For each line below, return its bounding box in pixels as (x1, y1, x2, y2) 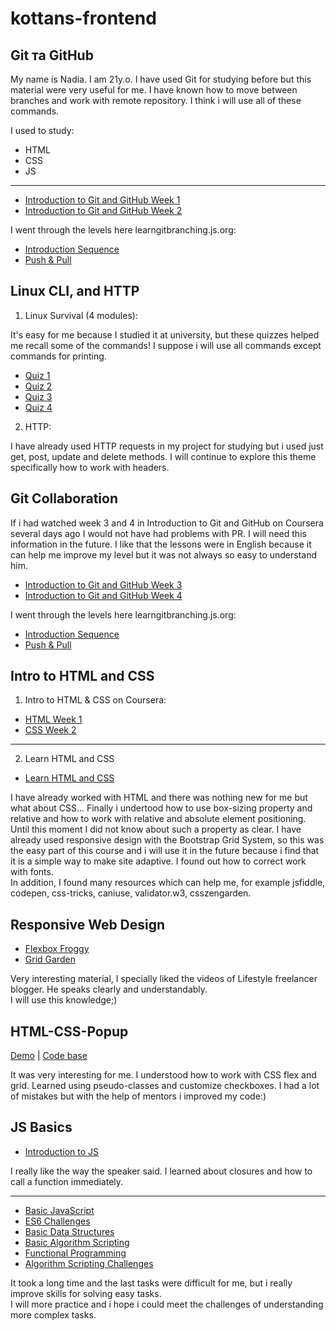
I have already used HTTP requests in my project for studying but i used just (10, 440, 324, 452)
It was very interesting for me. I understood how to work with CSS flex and (10, 1069, 317, 1081)
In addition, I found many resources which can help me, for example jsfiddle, (10, 877, 326, 889)
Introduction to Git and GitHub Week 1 (24, 194, 181, 206)
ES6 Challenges (24, 1215, 91, 1227)
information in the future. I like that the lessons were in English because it (10, 538, 312, 550)
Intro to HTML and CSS (10, 668, 155, 685)
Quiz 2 (24, 380, 53, 392)
